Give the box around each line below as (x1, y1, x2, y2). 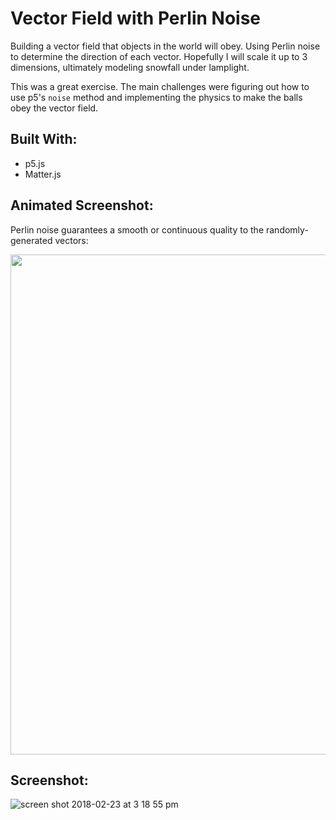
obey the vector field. (10, 102, 99, 114)
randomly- (265, 223, 309, 236)
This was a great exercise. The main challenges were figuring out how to (10, 80, 310, 92)
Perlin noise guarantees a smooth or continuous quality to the (10, 223, 265, 236)
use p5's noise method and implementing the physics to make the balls (10, 91, 303, 103)
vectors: (54, 234, 89, 246)
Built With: (10, 131, 78, 148)
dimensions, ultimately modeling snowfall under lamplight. (10, 61, 250, 73)
